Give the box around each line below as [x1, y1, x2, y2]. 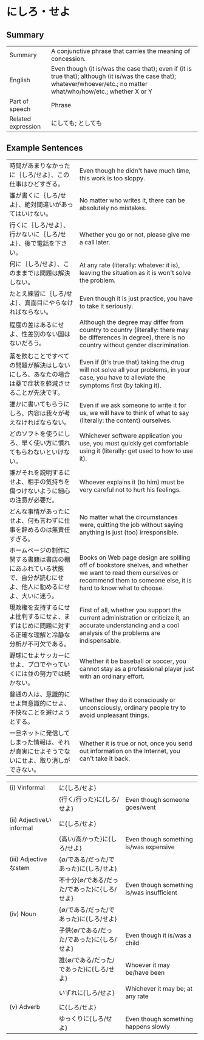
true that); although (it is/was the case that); [50, 72, 177, 80]
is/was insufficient [125, 888, 177, 897]
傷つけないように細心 [9, 486, 70, 495]
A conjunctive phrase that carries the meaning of [50, 47, 191, 55]
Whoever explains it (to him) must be [79, 478, 185, 486]
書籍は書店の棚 [27, 555, 71, 564]
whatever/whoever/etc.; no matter [50, 80, 148, 88]
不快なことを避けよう [9, 708, 71, 716]
